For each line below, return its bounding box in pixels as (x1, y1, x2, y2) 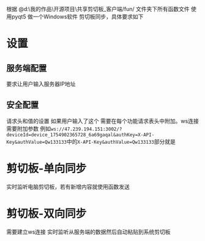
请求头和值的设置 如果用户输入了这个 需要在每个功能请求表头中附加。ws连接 (6, 117, 199, 124)
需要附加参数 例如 (6, 125, 51, 132)
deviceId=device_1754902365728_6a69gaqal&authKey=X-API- (6, 132, 155, 138)
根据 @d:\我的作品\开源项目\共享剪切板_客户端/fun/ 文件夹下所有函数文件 (6, 6, 190, 12)
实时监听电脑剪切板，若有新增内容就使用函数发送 (6, 183, 130, 190)
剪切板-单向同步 (6, 161, 87, 176)
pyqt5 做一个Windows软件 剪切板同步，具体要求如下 (11, 13, 144, 20)
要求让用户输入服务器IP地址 (6, 80, 76, 87)
